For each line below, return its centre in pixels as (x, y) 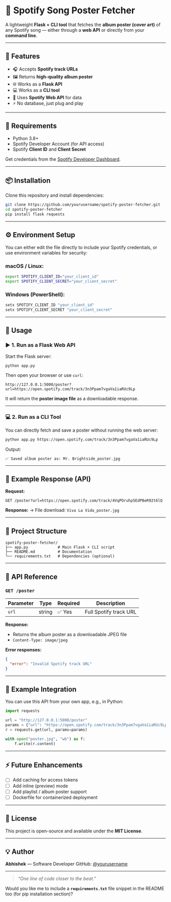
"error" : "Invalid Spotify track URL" (51, 664)
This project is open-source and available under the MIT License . (74, 831)
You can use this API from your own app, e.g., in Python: (64, 702)
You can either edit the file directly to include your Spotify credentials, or (81, 247)
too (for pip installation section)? (39, 894)
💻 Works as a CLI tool (36, 90)
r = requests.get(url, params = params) (46, 730)
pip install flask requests (35, 214)
